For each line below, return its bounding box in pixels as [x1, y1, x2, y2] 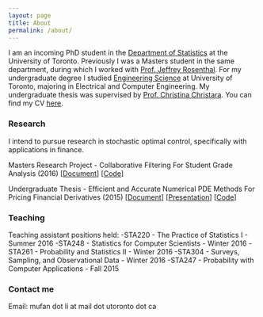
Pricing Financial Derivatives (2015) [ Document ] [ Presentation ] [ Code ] [8, 192, 237, 202]
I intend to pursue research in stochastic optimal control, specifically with [8, 136, 247, 146]
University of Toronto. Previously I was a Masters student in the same [8, 56, 235, 66]
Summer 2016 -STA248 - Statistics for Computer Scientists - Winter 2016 [8, 239, 247, 248]
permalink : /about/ [8, 26, 73, 34]
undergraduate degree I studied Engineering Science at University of [8, 73, 233, 83]
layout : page [8, 11, 51, 20]
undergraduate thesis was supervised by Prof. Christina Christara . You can [8, 90, 252, 100]
